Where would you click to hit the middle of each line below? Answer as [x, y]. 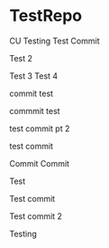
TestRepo [46, 16]
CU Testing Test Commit [54, 41]
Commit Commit [40, 163]
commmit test [35, 110]
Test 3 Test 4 [34, 76]
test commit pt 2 [40, 129]
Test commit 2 [36, 216]
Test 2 [21, 58]
